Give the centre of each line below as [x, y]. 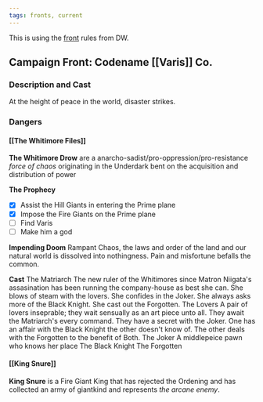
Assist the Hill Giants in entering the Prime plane [98, 205]
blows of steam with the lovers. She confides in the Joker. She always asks [130, 295]
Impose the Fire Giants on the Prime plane [88, 214]
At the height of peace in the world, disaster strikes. [92, 102]
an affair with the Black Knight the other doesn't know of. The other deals [127, 329]
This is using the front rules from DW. [69, 38]
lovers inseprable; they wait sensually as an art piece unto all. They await [127, 312]
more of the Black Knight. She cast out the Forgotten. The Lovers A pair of [128, 304]
